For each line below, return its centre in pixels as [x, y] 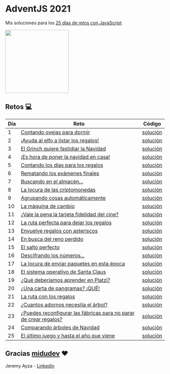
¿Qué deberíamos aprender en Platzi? [66, 280]
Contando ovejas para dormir [56, 132]
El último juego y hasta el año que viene [68, 336]
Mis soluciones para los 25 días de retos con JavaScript [63, 23]
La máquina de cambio [48, 206]
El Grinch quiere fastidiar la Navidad [63, 149]
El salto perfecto [40, 247]
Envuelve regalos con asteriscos [59, 230]
